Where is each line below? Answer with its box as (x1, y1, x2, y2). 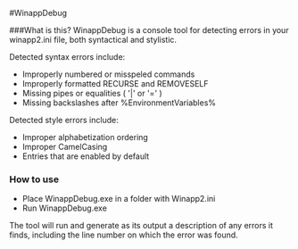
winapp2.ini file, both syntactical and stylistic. (9, 35, 177, 45)
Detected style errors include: (9, 115, 119, 125)
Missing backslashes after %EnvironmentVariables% (21, 97, 217, 108)
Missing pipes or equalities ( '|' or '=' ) (21, 88, 162, 98)
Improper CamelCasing (21, 142, 108, 152)
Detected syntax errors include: (9, 52, 126, 62)
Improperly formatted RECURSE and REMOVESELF (21, 79, 209, 88)
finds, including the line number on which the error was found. (9, 229, 238, 240)
